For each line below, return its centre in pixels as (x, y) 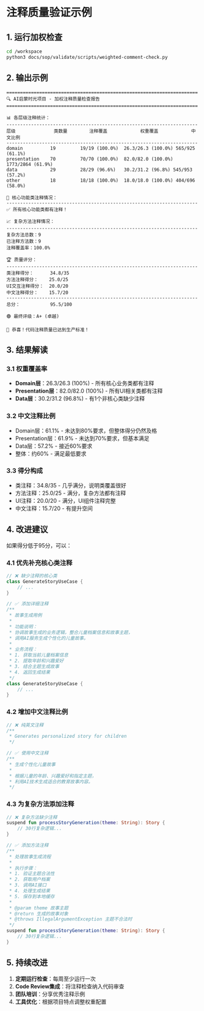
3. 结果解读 (27, 350)
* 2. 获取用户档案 (30, 879)
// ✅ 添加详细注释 (27, 604)
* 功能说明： (23, 626)
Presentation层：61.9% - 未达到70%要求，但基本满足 (82, 438)
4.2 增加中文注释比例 (37, 712)
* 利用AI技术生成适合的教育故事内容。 (51, 781)
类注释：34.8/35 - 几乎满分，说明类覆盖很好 (71, 485)
